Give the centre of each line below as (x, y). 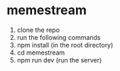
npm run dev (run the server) (59, 60)
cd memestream (41, 53)
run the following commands (59, 37)
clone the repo (38, 30)
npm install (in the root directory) (65, 45)
